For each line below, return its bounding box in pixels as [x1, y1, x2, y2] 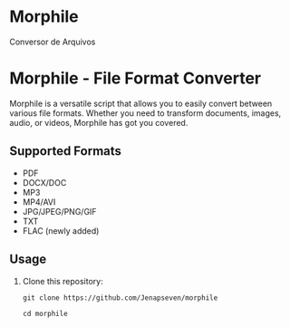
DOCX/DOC [22, 177, 67, 188]
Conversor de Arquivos [9, 36, 96, 47]
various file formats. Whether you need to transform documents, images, [9, 107, 282, 119]
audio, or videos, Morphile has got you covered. [9, 117, 188, 128]
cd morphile [22, 309, 68, 318]
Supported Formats [9, 143, 122, 159]
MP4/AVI [22, 197, 56, 207]
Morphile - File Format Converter [9, 68, 261, 89]
